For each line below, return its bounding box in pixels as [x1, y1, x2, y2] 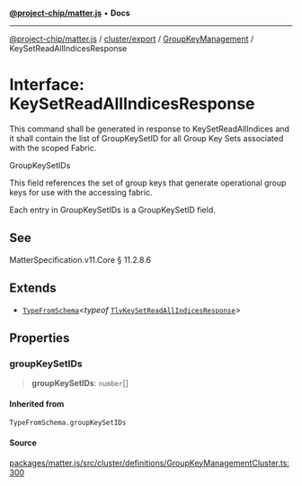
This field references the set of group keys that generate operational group [9, 177, 287, 188]
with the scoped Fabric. [9, 142, 97, 153]
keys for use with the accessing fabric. [9, 186, 153, 197]
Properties [9, 330, 70, 346]
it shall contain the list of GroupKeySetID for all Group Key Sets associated [9, 132, 284, 143]
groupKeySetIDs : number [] [31, 378, 129, 389]
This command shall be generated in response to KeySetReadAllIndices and [9, 123, 290, 134]
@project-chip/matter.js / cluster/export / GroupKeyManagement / [9, 33, 254, 44]
